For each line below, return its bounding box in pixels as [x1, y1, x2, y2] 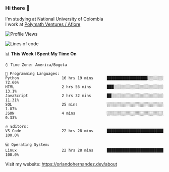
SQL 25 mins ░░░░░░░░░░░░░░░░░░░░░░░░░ [5, 102, 164, 107]
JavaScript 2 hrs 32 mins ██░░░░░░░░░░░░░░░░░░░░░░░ [5, 93, 164, 99]
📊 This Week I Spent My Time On [5, 51, 77, 57]
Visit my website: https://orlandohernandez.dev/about [5, 161, 118, 167]
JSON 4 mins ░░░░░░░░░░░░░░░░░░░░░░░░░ [5, 111, 164, 116]
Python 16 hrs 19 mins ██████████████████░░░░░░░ [5, 75, 164, 81]
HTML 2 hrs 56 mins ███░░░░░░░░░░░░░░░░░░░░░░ [5, 84, 164, 90]
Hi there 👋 [5, 5, 30, 12]
